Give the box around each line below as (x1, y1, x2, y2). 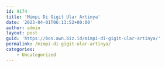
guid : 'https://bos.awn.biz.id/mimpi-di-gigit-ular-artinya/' (6, 36, 161, 41)
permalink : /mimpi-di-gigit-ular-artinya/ (6, 41, 111, 47)
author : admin (6, 24, 41, 31)
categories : (6, 47, 35, 52)
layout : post (6, 30, 38, 36)
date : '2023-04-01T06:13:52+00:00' (6, 19, 93, 25)
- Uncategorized (16, 52, 57, 58)
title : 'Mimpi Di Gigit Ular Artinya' (6, 14, 101, 20)
